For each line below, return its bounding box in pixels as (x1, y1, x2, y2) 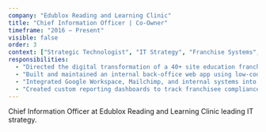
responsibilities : (8, 56, 69, 64)
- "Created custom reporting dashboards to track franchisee (15, 85, 222, 93)
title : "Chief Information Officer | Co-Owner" (8, 19, 169, 27)
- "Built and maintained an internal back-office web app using (15, 70, 232, 78)
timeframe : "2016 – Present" (8, 26, 104, 34)
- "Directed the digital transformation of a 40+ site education (15, 63, 236, 71)
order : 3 (8, 41, 37, 49)
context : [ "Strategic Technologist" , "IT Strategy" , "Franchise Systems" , (8, 48, 260, 56)
